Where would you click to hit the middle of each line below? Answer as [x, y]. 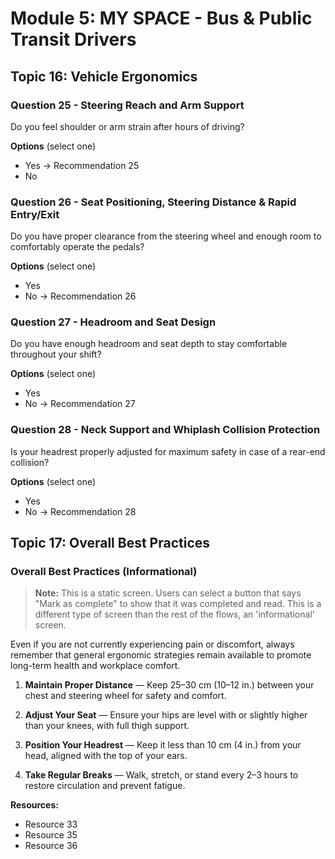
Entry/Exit [35, 214]
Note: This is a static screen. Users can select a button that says [168, 593]
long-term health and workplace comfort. [95, 666]
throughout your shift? [56, 354]
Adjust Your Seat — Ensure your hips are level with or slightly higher [166, 715]
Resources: [34, 805]
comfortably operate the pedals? [77, 247]
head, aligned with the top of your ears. [106, 756]
